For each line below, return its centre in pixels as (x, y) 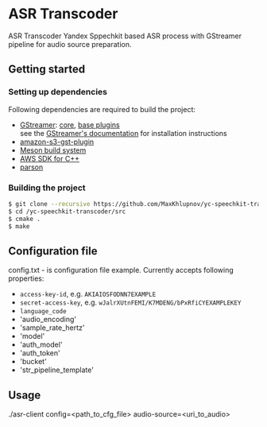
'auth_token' (40, 353)
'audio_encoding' (48, 320)
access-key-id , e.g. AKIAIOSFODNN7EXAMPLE (88, 294)
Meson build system (53, 150)
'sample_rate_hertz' (52, 328)
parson (31, 167)
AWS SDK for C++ (49, 158)
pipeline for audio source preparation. (70, 44)
